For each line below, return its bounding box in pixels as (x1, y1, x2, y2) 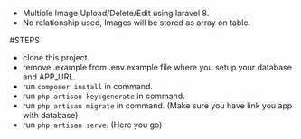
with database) (22, 110, 79, 120)
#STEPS (9, 35, 41, 45)
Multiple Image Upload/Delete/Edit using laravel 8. (22, 8, 210, 18)
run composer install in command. (22, 81, 154, 91)
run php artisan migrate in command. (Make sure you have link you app (22, 100, 293, 111)
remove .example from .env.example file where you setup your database (22, 62, 292, 72)
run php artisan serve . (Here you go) (22, 119, 163, 130)
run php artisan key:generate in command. (22, 90, 185, 101)
